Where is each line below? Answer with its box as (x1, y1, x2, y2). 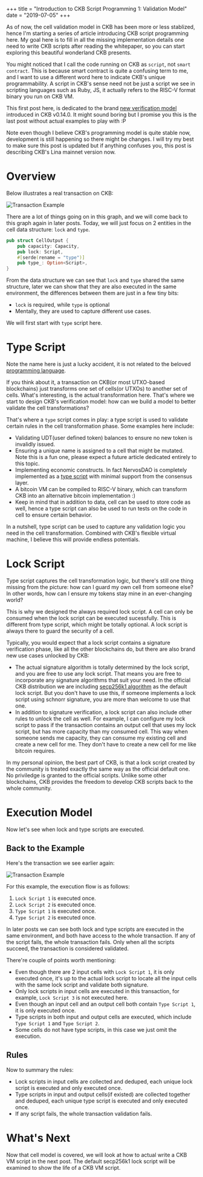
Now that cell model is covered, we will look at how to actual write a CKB (6, 1151, 187, 1158)
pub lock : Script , (17, 249, 63, 255)
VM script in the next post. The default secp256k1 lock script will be (6, 1158, 175, 1165)
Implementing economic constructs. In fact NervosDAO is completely (14, 466, 187, 474)
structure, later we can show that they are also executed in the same (6, 283, 177, 290)
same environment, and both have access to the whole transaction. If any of (6, 931, 196, 939)
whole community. (6, 784, 53, 792)
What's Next (6, 1131, 71, 1145)
